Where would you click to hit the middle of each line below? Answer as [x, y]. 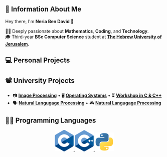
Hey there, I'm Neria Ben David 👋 [40, 21]
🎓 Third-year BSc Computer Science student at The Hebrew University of [83, 37]
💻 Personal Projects [38, 60]
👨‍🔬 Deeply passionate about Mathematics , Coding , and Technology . [77, 31]
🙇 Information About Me [43, 9]
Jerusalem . [17, 44]
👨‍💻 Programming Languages [51, 121]
